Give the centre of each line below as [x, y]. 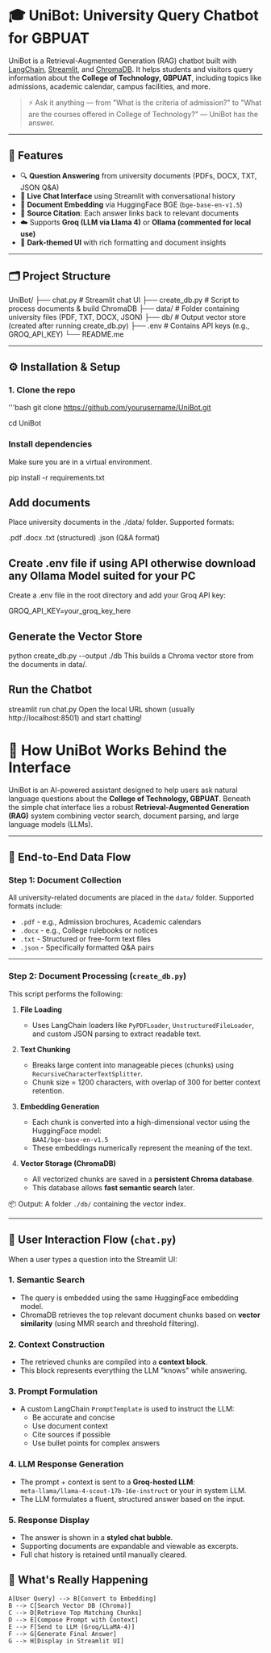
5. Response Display [49, 1520]
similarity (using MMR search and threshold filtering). [109, 1323]
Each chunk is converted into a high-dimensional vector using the [141, 1122]
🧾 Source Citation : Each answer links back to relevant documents [129, 213]
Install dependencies [50, 444]
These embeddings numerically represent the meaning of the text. [142, 1147]
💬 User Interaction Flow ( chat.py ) [92, 1240]
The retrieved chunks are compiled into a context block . [114, 1362]
